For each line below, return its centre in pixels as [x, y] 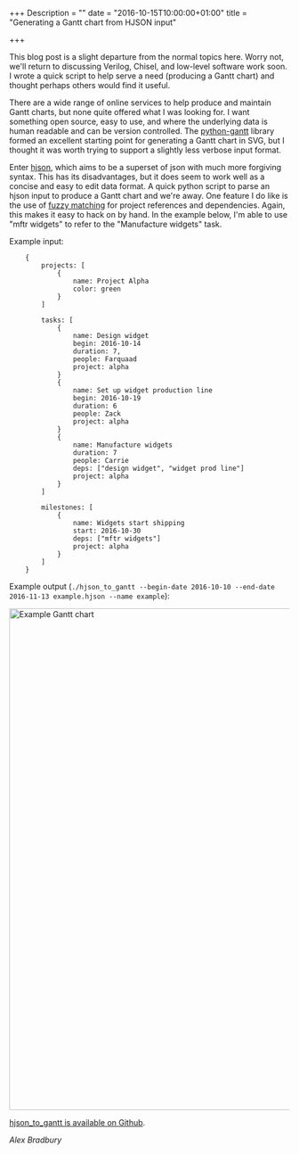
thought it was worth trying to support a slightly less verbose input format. [145, 150]
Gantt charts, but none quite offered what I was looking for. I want [129, 112]
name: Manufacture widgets [123, 445]
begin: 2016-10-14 [107, 343]
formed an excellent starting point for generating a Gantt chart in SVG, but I [147, 140]
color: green [97, 289]
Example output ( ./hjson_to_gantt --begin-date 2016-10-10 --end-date [142, 586]
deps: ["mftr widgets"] [117, 539]
